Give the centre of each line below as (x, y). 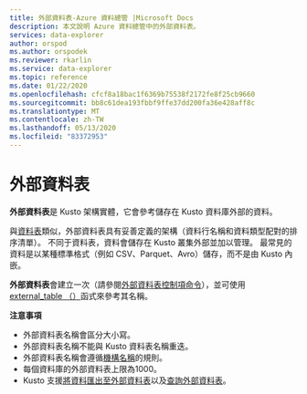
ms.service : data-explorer (61, 69)
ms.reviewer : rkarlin (51, 60)
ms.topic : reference (49, 78)
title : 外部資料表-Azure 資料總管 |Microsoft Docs (101, 18)
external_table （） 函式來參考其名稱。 (81, 295)
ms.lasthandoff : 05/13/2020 (63, 129)
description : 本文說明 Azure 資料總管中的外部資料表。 (105, 26)
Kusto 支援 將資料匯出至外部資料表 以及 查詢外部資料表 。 (127, 380)
